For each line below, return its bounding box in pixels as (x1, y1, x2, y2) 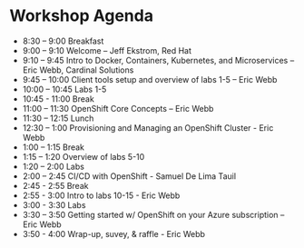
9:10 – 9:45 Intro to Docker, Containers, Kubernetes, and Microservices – (22, 55, 295, 65)
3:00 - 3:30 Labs (22, 199, 86, 210)
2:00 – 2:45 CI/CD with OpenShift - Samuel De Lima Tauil (22, 170, 237, 182)
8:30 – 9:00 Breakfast (22, 35, 104, 46)
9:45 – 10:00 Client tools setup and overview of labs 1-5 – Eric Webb (22, 74, 278, 84)
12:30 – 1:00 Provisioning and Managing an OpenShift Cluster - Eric (22, 122, 274, 133)
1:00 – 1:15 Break (22, 142, 84, 153)
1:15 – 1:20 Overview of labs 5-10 (22, 151, 145, 162)
